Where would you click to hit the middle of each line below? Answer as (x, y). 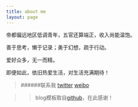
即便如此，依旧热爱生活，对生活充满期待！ (58, 72)
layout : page (22, 17)
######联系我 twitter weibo (55, 85)
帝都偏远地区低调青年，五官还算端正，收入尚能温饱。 (71, 35)
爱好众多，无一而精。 (32, 60)
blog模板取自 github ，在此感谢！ (74, 98)
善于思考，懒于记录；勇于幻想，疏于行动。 (58, 47)
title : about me (26, 12)
